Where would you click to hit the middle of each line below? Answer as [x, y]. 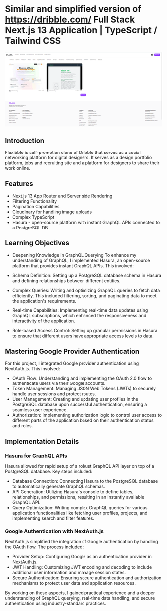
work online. [18, 168]
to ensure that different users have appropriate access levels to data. [83, 336]
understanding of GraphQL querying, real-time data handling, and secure [80, 598]
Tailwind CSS [33, 41]
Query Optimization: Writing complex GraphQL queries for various [80, 508]
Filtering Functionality [35, 201]
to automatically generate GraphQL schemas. [59, 487]
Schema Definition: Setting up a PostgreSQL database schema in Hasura [87, 275]
